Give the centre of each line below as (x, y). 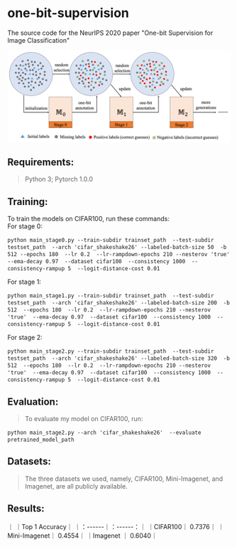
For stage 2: (25, 338)
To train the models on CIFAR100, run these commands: (89, 219)
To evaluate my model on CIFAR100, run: (84, 419)
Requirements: (41, 163)
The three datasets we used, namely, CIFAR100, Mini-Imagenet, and (124, 479)
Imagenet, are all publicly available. (76, 486)
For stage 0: (25, 226)
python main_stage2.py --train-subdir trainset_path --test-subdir (111, 351)
